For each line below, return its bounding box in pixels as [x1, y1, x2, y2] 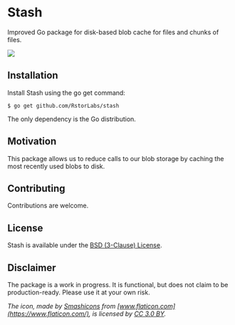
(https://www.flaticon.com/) [7, 309, 89, 318]
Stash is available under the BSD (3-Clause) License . [7, 241, 162, 249]
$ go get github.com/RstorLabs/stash [7, 102, 120, 109]
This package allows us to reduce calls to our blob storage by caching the [7, 154, 224, 162]
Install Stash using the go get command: [7, 88, 126, 97]
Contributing [7, 182, 66, 195]
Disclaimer [7, 262, 56, 274]
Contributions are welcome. [7, 201, 89, 210]
